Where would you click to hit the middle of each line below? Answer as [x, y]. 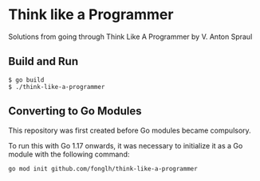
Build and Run [43, 62]
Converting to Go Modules [75, 112]
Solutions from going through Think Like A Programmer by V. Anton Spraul [130, 37]
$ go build [26, 80]
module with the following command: [69, 154]
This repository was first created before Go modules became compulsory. [130, 130]
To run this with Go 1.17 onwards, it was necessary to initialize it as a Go [126, 145]
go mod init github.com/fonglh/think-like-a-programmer [103, 168]
